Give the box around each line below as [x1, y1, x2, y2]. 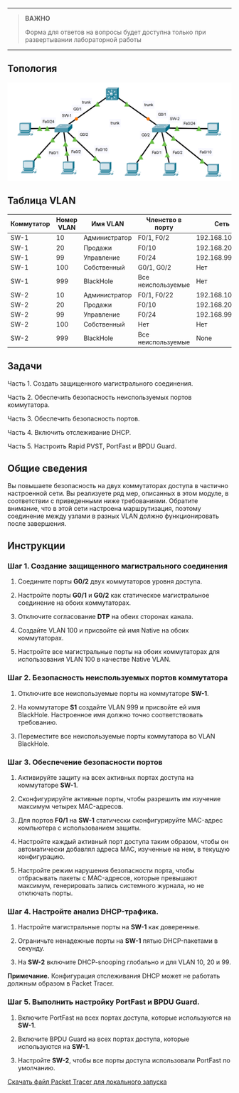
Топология [7, 63, 58, 75]
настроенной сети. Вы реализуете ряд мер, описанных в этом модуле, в [7, 489, 229, 497]
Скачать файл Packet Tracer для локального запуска [7, 1077, 167, 1086]
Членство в [146, 216, 182, 224]
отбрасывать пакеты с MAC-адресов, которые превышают [17, 874, 198, 882]
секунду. [17, 944, 45, 953]
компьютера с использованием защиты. [17, 823, 142, 832]
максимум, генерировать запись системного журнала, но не [17, 882, 204, 889]
